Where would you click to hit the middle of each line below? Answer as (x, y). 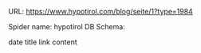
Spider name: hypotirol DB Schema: (67, 26)
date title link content (43, 42)
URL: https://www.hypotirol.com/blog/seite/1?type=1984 (100, 11)
